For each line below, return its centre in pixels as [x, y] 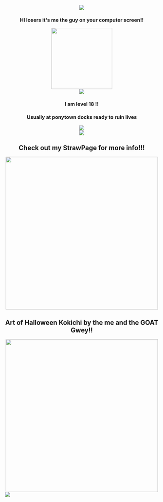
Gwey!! [82, 330]
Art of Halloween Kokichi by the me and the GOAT [82, 322]
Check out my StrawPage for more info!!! [82, 148]
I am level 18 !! [82, 104]
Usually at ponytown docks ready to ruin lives [82, 117]
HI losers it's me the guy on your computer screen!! [82, 20]
